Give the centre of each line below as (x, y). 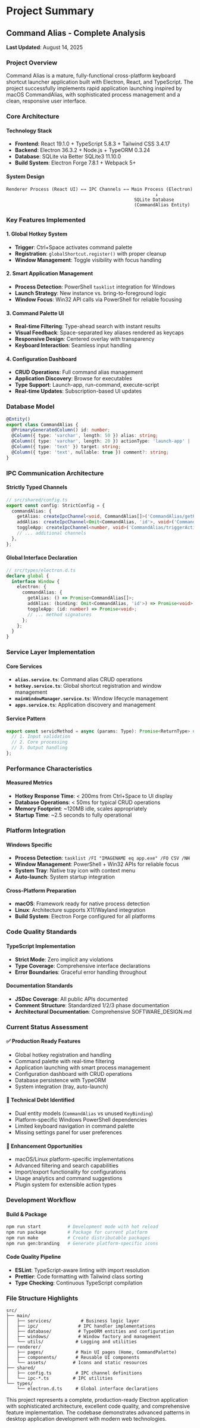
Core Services (24, 666)
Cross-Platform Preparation (41, 890)
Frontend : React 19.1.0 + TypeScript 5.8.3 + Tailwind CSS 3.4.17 (92, 144)
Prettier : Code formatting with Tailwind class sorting (79, 1277)
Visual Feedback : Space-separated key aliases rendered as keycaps (99, 333)
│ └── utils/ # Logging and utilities (71, 1342)
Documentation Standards (40, 986)
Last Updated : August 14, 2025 (45, 47)
